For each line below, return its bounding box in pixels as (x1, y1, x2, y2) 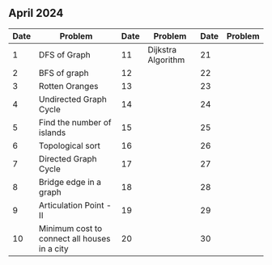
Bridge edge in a (39, 176, 102, 187)
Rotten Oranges (39, 80, 99, 91)
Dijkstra (147, 44, 176, 55)
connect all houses (39, 233, 111, 244)
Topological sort (39, 140, 101, 151)
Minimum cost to (39, 222, 103, 233)
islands (39, 127, 66, 138)
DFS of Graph (39, 48, 91, 60)
